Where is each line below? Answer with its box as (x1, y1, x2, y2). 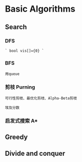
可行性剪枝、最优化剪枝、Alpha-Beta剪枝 (5, 96, 77, 101)
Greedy (5, 133, 28, 141)
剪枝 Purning (5, 84, 35, 90)
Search (5, 23, 27, 31)
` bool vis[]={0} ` (5, 48, 44, 53)
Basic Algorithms (5, 3, 76, 15)
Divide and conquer (5, 149, 66, 158)
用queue (5, 72, 20, 76)
